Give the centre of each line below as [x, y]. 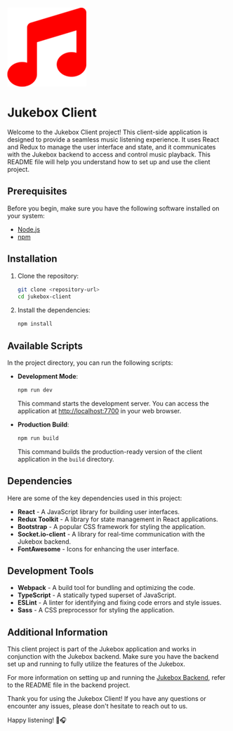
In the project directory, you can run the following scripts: [90, 363]
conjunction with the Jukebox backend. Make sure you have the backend [113, 657]
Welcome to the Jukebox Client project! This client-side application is [107, 132]
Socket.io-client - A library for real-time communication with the [111, 534]
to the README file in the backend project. [69, 685]
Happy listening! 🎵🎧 [37, 720]
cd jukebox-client [44, 297]
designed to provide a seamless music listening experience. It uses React [113, 139]
